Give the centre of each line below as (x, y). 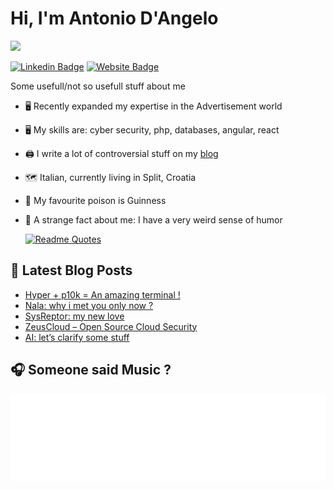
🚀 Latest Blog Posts (71, 270)
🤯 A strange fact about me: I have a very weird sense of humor (153, 219)
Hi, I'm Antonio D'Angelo (114, 18)
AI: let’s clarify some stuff (77, 337)
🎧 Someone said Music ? (91, 370)
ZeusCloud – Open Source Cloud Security (111, 326)
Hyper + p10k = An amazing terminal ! (102, 294)
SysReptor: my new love (74, 316)
